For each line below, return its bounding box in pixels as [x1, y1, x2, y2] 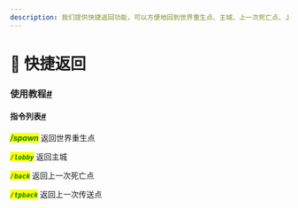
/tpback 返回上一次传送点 [10, 189, 103, 199]
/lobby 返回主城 [10, 151, 67, 162]
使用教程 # [10, 88, 53, 100]
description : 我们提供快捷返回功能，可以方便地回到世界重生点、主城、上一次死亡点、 [10, 12, 286, 22]
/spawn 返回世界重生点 [10, 132, 96, 143]
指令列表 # [10, 112, 47, 122]
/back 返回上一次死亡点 [10, 170, 95, 181]
